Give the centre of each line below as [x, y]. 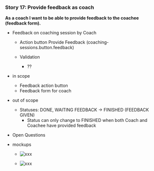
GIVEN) [27, 115]
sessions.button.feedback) [47, 48]
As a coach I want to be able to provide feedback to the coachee [72, 18]
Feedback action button [44, 85]
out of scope [25, 100]
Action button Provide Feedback [52, 42]
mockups [22, 144]
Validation [30, 57]
